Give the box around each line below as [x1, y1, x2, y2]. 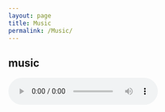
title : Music [8, 19, 52, 27]
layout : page [8, 11, 52, 20]
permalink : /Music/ [8, 26, 73, 34]
